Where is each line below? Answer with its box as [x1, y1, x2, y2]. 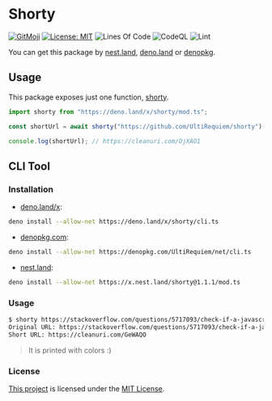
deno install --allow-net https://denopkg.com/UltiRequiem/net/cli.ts [8, 247, 252, 255]
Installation [8, 184, 54, 195]
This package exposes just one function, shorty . [8, 92, 169, 102]
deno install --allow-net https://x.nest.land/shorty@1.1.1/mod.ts [8, 278, 241, 286]
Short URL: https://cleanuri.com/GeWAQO [8, 331, 147, 339]
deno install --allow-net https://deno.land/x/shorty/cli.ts [8, 217, 219, 226]
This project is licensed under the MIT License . [8, 383, 165, 393]
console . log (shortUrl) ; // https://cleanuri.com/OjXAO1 [8, 137, 201, 146]
